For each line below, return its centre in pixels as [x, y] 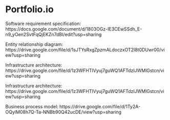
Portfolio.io [29, 9]
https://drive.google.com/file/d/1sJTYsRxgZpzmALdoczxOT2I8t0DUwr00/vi [85, 50]
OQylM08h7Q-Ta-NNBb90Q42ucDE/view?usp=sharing [63, 112]
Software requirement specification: [43, 23]
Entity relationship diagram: [34, 44]
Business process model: [32, 106]
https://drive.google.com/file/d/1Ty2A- [100, 106]
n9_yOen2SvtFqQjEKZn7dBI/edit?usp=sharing [54, 34]
